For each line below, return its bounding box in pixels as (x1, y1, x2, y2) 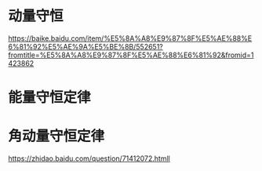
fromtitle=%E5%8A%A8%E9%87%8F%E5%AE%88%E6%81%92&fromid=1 (8, 50, 254, 60)
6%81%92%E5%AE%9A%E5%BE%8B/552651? (8, 42, 163, 51)
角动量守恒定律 (8, 127, 105, 145)
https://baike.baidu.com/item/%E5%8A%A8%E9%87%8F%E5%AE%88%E (8, 33, 253, 43)
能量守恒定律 (8, 89, 92, 107)
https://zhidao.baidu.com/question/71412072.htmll (8, 154, 170, 163)
